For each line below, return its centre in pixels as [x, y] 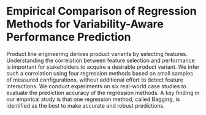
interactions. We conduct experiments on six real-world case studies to [97, 86]
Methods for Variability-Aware [85, 24]
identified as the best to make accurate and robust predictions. [86, 105]
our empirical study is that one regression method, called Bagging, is [93, 99]
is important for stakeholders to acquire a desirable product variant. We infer [103, 67]
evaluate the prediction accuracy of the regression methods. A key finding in [103, 92]
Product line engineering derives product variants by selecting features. [97, 54]
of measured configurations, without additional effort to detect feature [95, 80]
